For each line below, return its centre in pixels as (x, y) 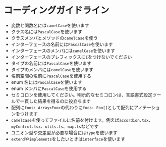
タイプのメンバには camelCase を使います (52, 69)
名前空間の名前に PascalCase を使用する (51, 76)
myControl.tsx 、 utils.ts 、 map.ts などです (55, 126)
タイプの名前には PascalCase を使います (51, 63)
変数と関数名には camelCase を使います (50, 25)
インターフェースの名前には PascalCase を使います (62, 44)
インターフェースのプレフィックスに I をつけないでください (71, 57)
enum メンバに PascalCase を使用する (49, 88)
